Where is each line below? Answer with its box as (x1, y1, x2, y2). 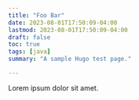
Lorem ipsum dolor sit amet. (8, 83, 99, 92)
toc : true (8, 41, 41, 48)
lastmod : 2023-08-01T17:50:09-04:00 (8, 26, 128, 34)
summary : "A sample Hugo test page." (8, 55, 132, 63)
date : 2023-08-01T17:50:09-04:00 (8, 19, 118, 27)
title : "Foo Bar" (8, 11, 65, 20)
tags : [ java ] (8, 48, 51, 55)
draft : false (8, 33, 51, 41)
